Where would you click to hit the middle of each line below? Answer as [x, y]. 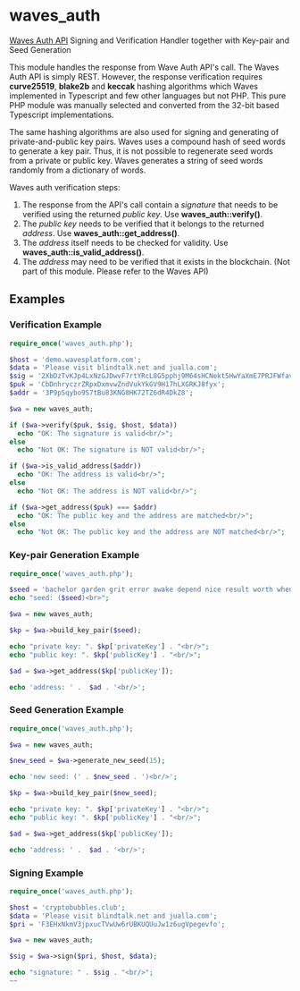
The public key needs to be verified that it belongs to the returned [143, 224]
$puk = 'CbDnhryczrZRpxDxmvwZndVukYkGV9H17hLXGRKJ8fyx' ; [117, 385]
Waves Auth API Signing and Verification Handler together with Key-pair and [150, 40]
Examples [37, 299]
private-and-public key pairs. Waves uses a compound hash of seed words [147, 141]
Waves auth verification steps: [65, 187]
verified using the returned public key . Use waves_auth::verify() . [142, 214]
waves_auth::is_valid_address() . [83, 252]
